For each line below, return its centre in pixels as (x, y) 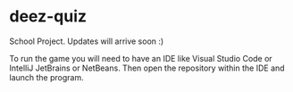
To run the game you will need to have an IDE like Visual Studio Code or (141, 58)
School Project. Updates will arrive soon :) (87, 41)
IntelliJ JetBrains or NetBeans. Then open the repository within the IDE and (147, 68)
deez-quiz (48, 17)
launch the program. (46, 77)
